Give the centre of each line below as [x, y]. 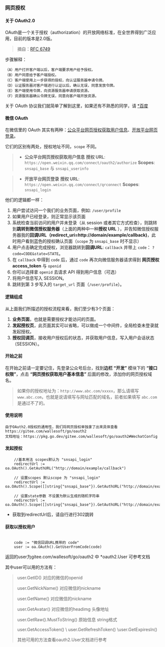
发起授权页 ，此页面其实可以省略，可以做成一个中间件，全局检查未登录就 [85, 325]
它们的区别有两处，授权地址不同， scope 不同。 [52, 147]
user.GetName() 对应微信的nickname [54, 599]
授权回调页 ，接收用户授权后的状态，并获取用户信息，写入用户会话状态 [83, 338]
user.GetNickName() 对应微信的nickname [59, 588]
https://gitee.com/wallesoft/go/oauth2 [46, 431]
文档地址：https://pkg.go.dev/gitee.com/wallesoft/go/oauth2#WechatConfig [82, 436]
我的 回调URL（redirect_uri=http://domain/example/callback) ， [86, 235]
